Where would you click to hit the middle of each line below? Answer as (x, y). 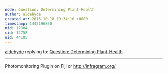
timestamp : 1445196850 (29, 24)
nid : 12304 (16, 28)
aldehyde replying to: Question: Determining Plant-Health (64, 52)
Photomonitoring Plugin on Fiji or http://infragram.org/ (60, 66)
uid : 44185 (16, 38)
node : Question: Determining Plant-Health (50, 10)
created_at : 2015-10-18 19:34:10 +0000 (47, 19)
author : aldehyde (23, 14)
